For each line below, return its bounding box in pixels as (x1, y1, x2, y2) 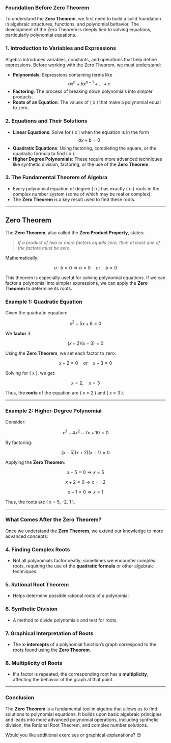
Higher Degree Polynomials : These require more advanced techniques (12, 156, 162, 162)
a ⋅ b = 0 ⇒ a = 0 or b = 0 (54, 264, 117, 270)
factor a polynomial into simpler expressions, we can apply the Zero (5, 280, 148, 286)
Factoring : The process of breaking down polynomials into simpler (12, 88, 153, 94)
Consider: (5, 418, 26, 425)
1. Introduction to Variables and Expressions (5, 45, 117, 52)
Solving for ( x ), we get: (5, 369, 56, 376)
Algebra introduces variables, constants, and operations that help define (5, 56, 157, 62)
